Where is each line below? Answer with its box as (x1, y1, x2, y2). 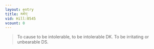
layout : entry (5, 7, 34, 12)
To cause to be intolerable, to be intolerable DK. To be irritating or (17, 34, 149, 40)
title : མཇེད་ (5, 12, 28, 16)
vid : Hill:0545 (5, 16, 36, 21)
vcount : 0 (5, 20, 25, 26)
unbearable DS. (17, 39, 49, 45)
